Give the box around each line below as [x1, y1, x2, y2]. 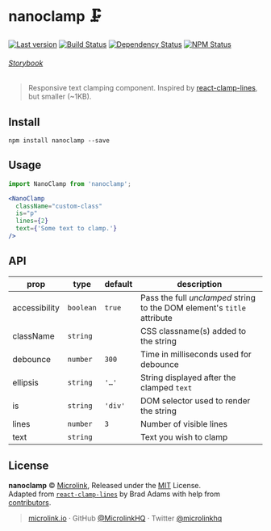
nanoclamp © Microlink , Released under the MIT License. [8, 480, 202, 490]
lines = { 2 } [15, 217, 48, 225]
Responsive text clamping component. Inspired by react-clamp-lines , [27, 83, 258, 93]
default [104, 278, 133, 289]
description [177, 278, 223, 289]
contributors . [8, 497, 52, 507]
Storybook [8, 58, 44, 68]
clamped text [140, 381, 192, 393]
